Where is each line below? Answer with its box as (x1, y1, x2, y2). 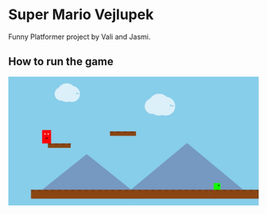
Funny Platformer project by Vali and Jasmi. (8, 32, 151, 41)
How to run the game (8, 55, 114, 68)
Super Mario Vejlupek (8, 6, 154, 24)
